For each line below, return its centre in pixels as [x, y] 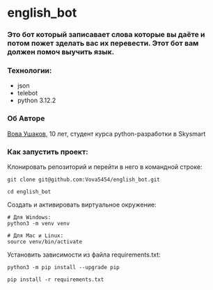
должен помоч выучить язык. [61, 52]
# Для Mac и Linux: [35, 236]
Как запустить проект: [48, 152]
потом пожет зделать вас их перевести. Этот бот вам [103, 43]
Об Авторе [26, 118]
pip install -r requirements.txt [56, 280]
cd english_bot [29, 192]
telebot [27, 93]
